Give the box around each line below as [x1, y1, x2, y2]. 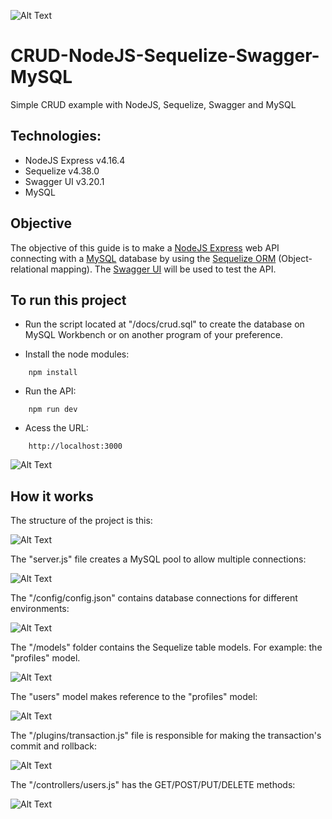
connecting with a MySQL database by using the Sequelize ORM [10, 252, 277, 264]
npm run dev [28, 405, 78, 415]
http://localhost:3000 [28, 441, 123, 452]
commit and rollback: [10, 740, 97, 752]
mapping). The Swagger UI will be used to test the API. [50, 263, 277, 275]
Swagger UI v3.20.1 [24, 175, 105, 187]
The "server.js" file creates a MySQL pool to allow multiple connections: [10, 553, 307, 565]
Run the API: [24, 385, 77, 397]
